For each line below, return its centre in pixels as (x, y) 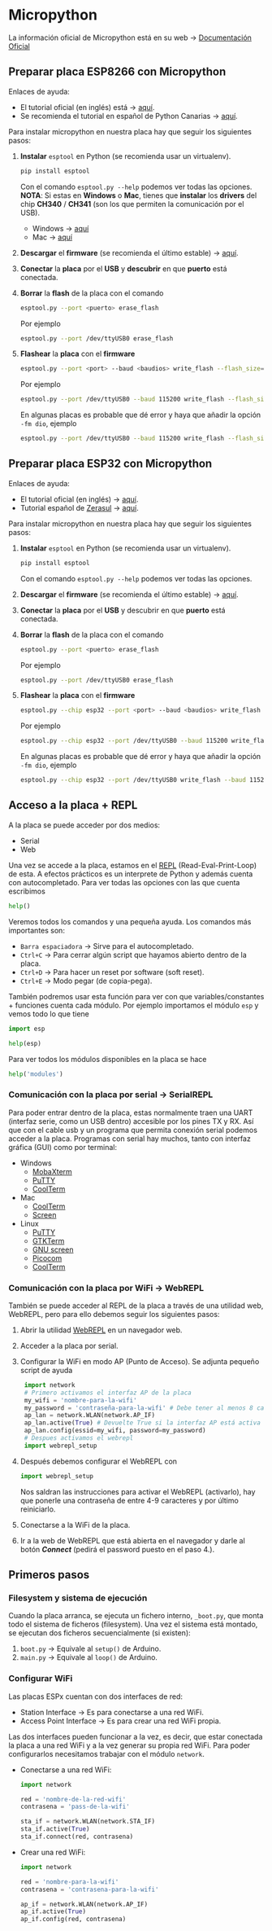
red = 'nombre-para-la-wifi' (69, 1882)
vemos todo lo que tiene (49, 1014)
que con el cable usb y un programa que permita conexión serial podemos (133, 1130)
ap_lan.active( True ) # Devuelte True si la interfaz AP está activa (142, 1423)
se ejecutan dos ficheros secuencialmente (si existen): (99, 1633)
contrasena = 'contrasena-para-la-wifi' (89, 1889)
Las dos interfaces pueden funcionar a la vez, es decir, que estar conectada (136, 1736)
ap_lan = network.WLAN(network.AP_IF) (90, 1415)
